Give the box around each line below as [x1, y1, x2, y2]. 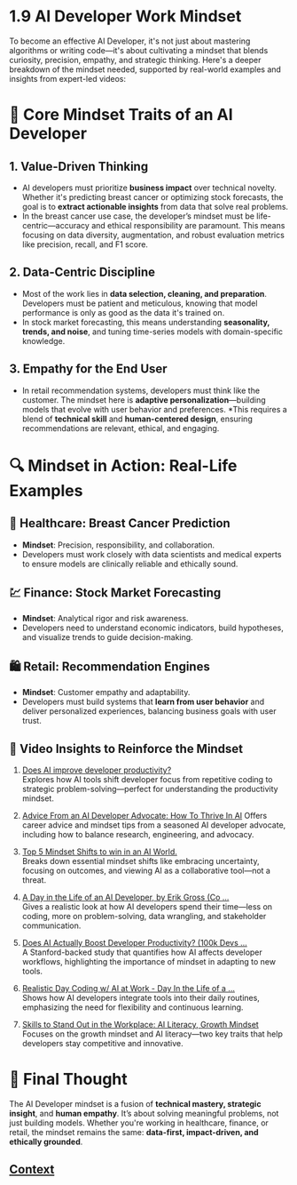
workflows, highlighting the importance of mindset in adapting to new [21, 957, 277, 966]
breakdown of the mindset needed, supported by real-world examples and [9, 64, 282, 75]
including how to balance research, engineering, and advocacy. [21, 829, 254, 839]
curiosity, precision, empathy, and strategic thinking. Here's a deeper [9, 54, 262, 65]
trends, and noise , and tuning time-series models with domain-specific [21, 326, 284, 337]
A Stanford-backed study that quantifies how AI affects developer [21, 947, 263, 957]
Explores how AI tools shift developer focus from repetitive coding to [21, 774, 273, 784]
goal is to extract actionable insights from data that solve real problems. [21, 201, 289, 212]
